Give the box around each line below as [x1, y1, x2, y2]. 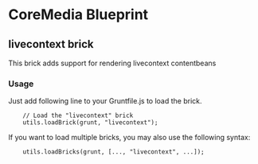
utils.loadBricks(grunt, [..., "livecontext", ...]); [22, 148, 205, 156]
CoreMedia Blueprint [8, 6, 149, 24]
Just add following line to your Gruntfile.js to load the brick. [8, 96, 202, 106]
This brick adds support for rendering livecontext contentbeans [8, 58, 217, 68]
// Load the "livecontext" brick [22, 111, 134, 120]
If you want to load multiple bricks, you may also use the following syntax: [8, 133, 251, 143]
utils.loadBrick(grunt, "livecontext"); [22, 119, 158, 127]
